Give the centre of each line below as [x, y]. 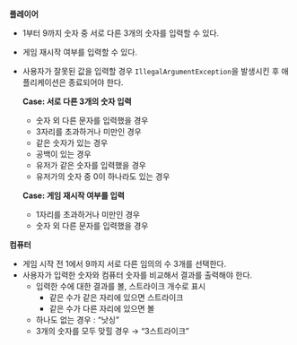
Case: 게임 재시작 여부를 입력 [74, 195]
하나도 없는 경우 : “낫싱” [77, 320]
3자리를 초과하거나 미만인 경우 [88, 132]
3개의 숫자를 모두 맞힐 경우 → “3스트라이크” [113, 331]
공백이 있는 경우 [63, 154]
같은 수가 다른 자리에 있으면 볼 [102, 309]
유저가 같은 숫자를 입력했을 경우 [91, 165]
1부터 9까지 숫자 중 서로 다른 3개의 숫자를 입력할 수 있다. [121, 33]
